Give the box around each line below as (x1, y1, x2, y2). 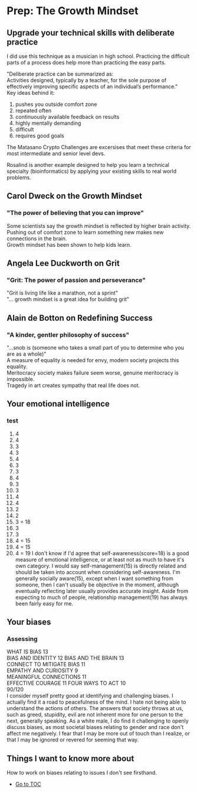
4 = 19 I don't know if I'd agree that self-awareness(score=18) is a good (15, 549, 189, 557)
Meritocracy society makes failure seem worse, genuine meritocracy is (6, 369, 179, 376)
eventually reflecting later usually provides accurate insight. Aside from (15, 587, 189, 594)
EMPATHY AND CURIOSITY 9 (6, 667, 78, 674)
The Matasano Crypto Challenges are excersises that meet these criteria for (6, 144, 191, 150)
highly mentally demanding (15, 120, 81, 127)
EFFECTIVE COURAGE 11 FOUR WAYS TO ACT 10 (6, 679, 126, 687)
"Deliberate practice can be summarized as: (6, 70, 114, 78)
